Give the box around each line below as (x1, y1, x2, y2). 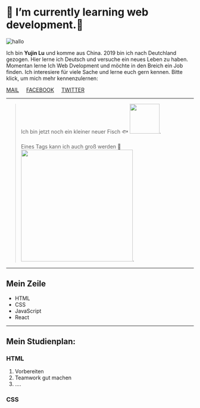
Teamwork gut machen (14, 374, 72, 381)
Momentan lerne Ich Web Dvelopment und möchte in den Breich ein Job (6, 62, 183, 69)
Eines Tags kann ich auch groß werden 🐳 (20, 143, 121, 150)
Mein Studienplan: (6, 336, 76, 347)
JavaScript (14, 307, 42, 314)
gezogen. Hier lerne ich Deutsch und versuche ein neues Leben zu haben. (6, 55, 189, 63)
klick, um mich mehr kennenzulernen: (6, 75, 98, 82)
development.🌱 (6, 18, 83, 32)
